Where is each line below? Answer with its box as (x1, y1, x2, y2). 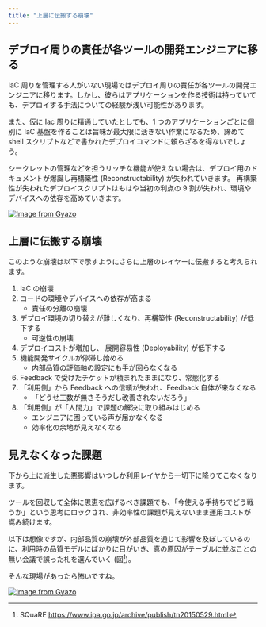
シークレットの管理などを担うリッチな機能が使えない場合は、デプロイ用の (8, 163, 251, 173)
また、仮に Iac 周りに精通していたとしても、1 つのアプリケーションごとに (8, 117, 248, 127)
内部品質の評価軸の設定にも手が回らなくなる (31, 363, 178, 373)
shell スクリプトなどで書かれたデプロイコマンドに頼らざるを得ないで (8, 137, 234, 147)
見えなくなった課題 (8, 448, 102, 461)
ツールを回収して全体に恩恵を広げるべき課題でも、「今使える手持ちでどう (8, 498, 247, 507)
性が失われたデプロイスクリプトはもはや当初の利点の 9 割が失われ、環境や (8, 183, 252, 193)
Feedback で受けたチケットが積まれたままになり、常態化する (19, 373, 220, 383)
